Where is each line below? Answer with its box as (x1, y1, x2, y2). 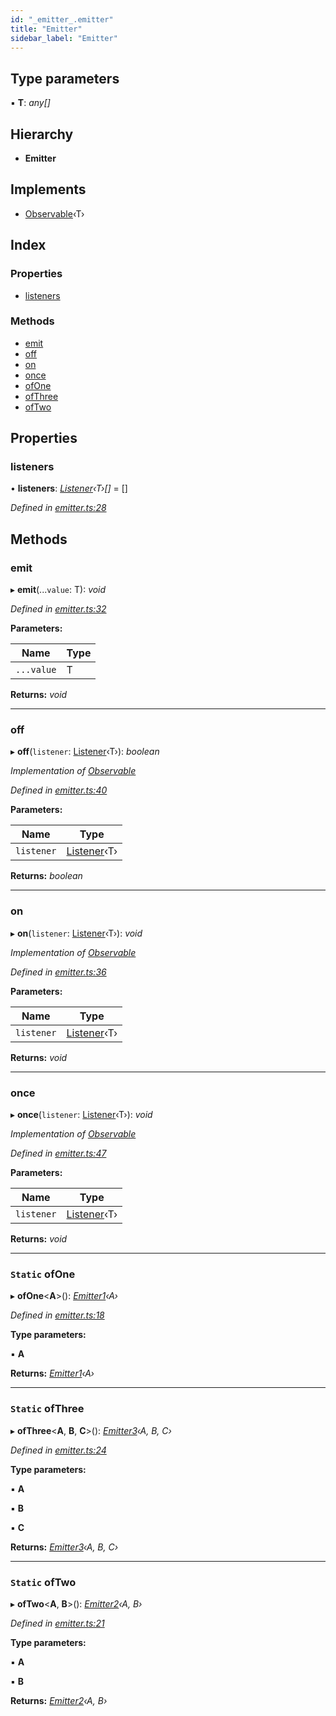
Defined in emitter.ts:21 (10, 1617, 105, 1629)
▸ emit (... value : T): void (10, 584, 107, 596)
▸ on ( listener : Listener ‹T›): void (10, 927, 143, 939)
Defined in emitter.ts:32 (10, 603, 107, 615)
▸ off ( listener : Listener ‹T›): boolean (10, 746, 160, 758)
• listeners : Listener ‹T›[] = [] (10, 482, 128, 495)
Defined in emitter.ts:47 (10, 1147, 107, 1160)
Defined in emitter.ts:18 (10, 1309, 105, 1321)
